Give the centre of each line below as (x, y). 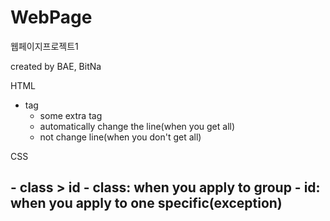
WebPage (51, 17)
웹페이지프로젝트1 (44, 46)
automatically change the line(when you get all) (137, 126)
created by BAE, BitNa (56, 66)
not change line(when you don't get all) (120, 137)
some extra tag (71, 115)
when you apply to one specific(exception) (146, 203)
